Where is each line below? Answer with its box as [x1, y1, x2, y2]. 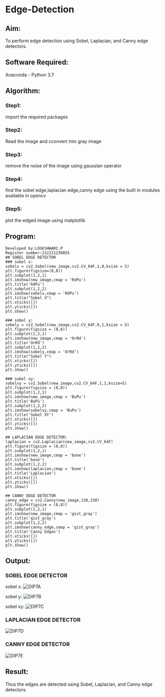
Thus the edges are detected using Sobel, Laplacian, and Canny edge [5, 681, 153, 687]
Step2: [5, 126, 23, 134]
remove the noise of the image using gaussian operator [5, 163, 122, 169]
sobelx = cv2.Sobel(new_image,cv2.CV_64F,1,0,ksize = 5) [5, 264, 130, 269]
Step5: [5, 206, 23, 213]
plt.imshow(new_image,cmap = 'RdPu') [5, 277, 86, 282]
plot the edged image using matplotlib [5, 217, 86, 223]
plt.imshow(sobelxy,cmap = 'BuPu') [5, 408, 81, 413]
